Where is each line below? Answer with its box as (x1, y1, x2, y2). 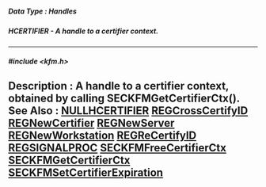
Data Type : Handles (8, 6, 78, 16)
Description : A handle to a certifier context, (8, 79, 230, 93)
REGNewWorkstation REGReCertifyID (8, 129, 196, 143)
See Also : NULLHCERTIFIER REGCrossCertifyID (8, 104, 249, 118)
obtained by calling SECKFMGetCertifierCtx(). (8, 92, 240, 105)
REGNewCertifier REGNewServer (8, 116, 175, 130)
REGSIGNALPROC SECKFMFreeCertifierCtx (8, 141, 227, 155)
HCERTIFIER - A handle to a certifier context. (8, 26, 159, 36)
